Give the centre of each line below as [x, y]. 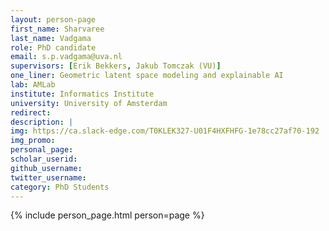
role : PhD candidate [53, 47]
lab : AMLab [33, 85]
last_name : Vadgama [51, 38]
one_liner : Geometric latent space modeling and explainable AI [147, 76]
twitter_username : [48, 177]
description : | [42, 122]
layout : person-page [53, 19]
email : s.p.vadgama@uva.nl [66, 57]
